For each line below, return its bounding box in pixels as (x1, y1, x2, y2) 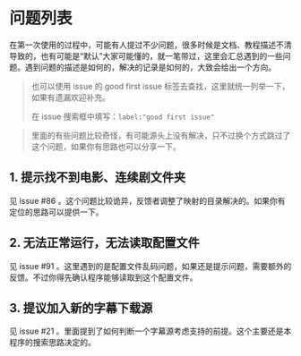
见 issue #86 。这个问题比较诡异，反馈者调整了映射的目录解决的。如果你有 (9, 195, 286, 206)
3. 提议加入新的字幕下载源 (9, 301, 153, 316)
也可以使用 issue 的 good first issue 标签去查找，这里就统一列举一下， (30, 81, 290, 91)
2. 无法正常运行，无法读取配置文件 (9, 235, 200, 250)
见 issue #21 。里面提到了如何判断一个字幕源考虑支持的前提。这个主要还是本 (9, 326, 292, 336)
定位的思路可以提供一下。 (9, 207, 104, 217)
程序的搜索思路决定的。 (9, 337, 96, 348)
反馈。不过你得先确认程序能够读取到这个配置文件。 (9, 272, 198, 283)
